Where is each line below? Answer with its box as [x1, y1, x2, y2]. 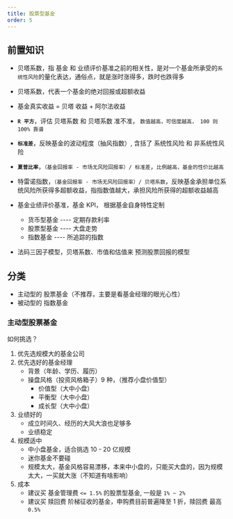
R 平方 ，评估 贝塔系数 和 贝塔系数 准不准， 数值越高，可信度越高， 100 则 [17, 117, 218, 125]
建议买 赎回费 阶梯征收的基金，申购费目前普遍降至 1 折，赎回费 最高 [27, 497, 222, 506]
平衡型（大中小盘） [38, 393, 94, 401]
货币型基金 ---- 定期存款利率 [27, 216, 110, 224]
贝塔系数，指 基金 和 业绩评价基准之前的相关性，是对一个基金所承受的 [17, 64, 218, 72]
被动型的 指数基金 [17, 298, 68, 307]
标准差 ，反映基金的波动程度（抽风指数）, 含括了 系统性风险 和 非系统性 [17, 139, 219, 147]
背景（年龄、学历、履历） [27, 367, 102, 376]
